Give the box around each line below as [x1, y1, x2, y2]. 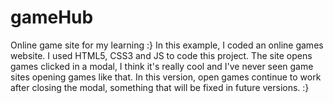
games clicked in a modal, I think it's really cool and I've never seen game [10, 60, 314, 72]
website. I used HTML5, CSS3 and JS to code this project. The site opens [10, 49, 313, 61]
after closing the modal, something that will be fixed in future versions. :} [10, 81, 310, 93]
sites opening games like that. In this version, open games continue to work [10, 71, 322, 83]
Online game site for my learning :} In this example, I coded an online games [10, 39, 324, 51]
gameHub [10, 6, 94, 29]
